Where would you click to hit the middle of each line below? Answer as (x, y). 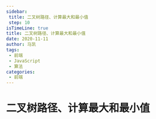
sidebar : (17, 11)
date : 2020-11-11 (27, 39)
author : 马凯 (21, 45)
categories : (21, 72)
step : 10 (19, 22)
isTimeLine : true (27, 28)
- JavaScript (25, 61)
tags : (13, 50)
